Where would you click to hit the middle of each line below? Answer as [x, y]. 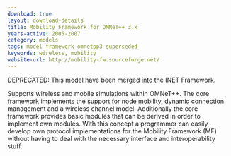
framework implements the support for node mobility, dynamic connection [116, 101]
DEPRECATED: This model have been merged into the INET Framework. [112, 80]
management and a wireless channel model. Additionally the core [103, 108]
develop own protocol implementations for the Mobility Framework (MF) [112, 131]
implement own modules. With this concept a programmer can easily [108, 124]
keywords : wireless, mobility [52, 54]
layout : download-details [45, 20]
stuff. [15, 146]
